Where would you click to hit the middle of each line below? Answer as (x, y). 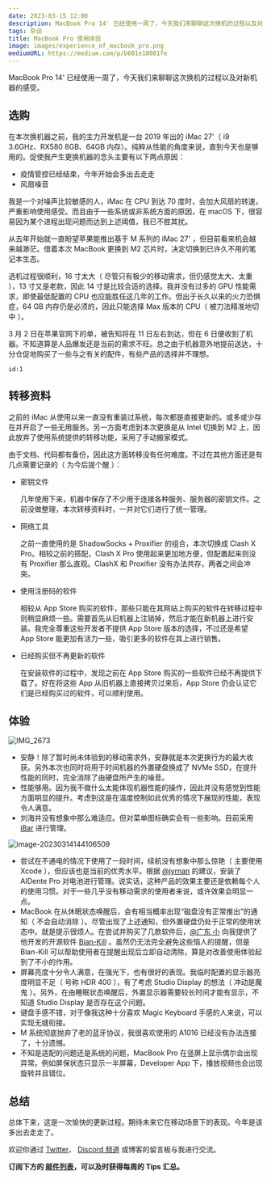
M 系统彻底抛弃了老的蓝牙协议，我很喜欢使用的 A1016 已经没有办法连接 (138, 1033)
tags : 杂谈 (25, 31)
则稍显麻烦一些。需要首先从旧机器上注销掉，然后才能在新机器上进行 (133, 618)
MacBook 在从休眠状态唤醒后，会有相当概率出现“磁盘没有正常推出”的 (135, 911)
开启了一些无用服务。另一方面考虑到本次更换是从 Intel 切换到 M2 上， (138, 427)
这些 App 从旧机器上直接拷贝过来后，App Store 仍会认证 (156, 682)
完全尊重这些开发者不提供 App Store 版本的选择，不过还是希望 (145, 628)
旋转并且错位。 (45, 1073)
